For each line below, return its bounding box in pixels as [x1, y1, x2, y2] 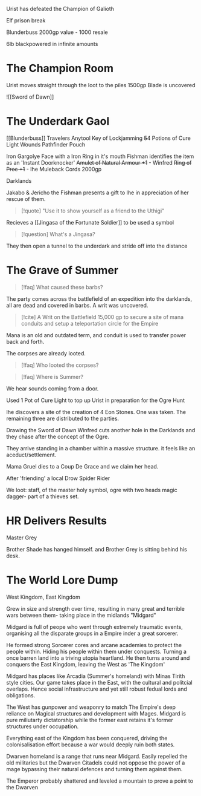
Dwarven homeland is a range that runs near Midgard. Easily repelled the [6, 752, 188, 760]
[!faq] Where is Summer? [21, 373, 83, 380]
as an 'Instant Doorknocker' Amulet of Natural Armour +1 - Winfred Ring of [6, 159, 192, 166]
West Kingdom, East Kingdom [6, 593, 80, 600]
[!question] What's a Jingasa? [21, 230, 95, 238]
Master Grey [6, 534, 37, 541]
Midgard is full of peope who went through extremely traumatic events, [6, 623, 183, 630]
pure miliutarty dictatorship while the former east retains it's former [6, 716, 173, 723]
